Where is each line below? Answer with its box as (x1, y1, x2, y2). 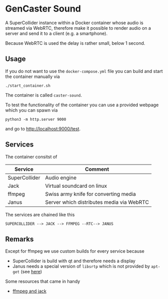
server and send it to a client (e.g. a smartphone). (5, 30, 108, 36)
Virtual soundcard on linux (45, 182, 107, 189)
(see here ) (21, 269, 42, 275)
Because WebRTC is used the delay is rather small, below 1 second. (5, 40, 145, 46)
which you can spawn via (5, 107, 58, 113)
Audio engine (45, 174, 77, 181)
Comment (85, 166, 109, 173)
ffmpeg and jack (12, 288, 47, 294)
